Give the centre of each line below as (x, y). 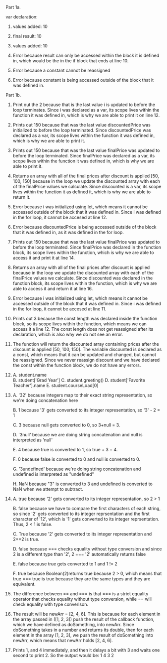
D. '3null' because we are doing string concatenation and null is (78, 435)
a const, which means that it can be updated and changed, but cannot (84, 355)
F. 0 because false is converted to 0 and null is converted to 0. (77, 459)
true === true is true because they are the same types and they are (82, 579)
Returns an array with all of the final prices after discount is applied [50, (86, 176)
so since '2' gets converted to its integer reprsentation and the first (81, 514)
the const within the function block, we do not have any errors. (77, 365)
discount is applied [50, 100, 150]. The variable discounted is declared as (87, 349)
